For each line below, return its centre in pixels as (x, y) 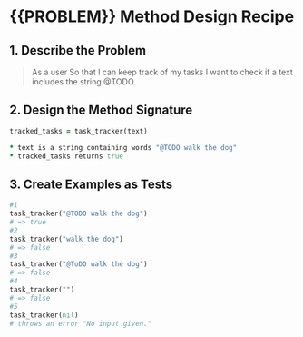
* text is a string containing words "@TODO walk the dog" (123, 147)
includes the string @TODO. (83, 82)
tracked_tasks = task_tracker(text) (78, 131)
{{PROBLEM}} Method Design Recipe (152, 17)
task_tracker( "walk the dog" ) (67, 239)
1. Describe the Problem (78, 50)
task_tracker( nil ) (44, 315)
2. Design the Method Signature (101, 110)
